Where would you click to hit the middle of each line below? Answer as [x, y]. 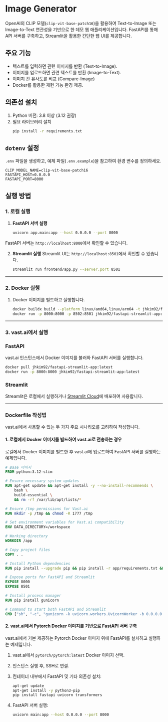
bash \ [21, 490]
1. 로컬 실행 [18, 211]
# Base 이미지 [18, 467]
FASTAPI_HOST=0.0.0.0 [28, 175]
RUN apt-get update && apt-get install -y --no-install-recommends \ [79, 486]
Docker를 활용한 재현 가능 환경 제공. [48, 85]
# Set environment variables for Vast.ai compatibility [64, 522]
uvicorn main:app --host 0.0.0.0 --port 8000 [60, 715]
